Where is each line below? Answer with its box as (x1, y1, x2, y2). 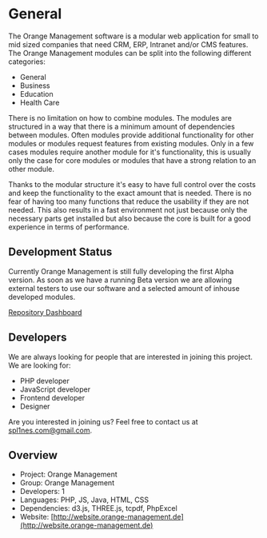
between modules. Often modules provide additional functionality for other (8, 130, 254, 140)
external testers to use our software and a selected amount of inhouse (8, 283, 240, 293)
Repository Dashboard (8, 307, 82, 317)
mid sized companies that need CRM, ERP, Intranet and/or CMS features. (8, 39, 249, 49)
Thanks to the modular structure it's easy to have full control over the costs (8, 179, 256, 189)
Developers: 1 (19, 487, 66, 496)
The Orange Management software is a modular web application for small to (8, 31, 259, 41)
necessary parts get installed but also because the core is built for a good (8, 213, 252, 223)
